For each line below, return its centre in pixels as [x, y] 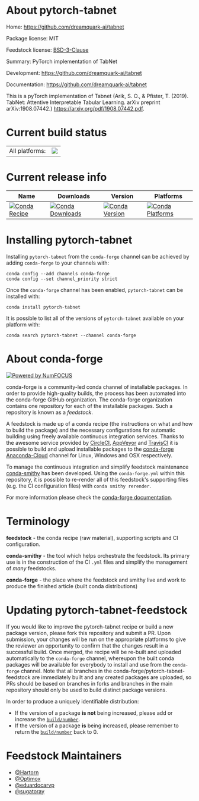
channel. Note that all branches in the [66, 671]
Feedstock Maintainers [64, 756]
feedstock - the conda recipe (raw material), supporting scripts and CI [92, 538]
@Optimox [28, 778]
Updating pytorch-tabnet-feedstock [97, 610]
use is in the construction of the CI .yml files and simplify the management [97, 562]
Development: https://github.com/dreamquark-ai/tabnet [74, 73]
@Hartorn [27, 772]
